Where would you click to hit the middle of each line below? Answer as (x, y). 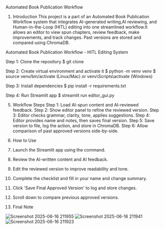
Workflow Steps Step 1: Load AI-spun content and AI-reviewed (75, 105)
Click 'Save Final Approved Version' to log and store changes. (75, 188)
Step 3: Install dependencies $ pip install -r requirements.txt (66, 86)
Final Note (23, 207)
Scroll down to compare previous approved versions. (66, 197)
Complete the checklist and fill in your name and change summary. (80, 178)
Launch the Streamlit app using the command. (59, 150)
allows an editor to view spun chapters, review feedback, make (76, 32)
